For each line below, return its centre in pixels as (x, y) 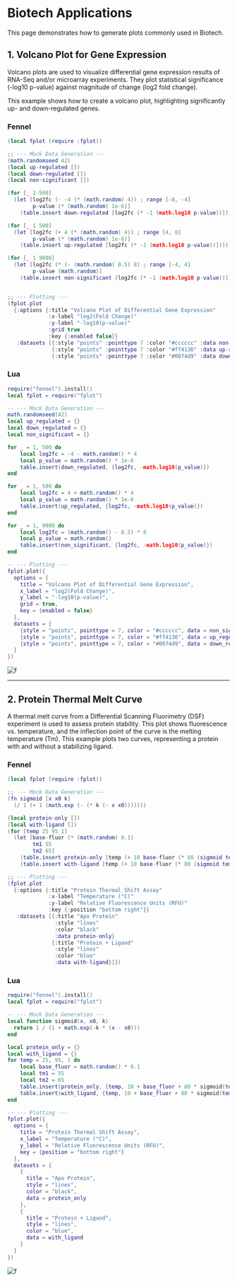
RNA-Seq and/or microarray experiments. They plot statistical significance (115, 79)
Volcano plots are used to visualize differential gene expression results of (114, 71)
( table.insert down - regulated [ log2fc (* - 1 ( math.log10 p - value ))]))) (127, 213)
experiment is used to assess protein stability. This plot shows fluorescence (117, 724)
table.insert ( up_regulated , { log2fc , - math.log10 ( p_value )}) (111, 506)
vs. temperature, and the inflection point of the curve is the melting (105, 731)
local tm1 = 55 (42, 1074)
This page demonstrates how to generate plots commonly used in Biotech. (116, 33)
